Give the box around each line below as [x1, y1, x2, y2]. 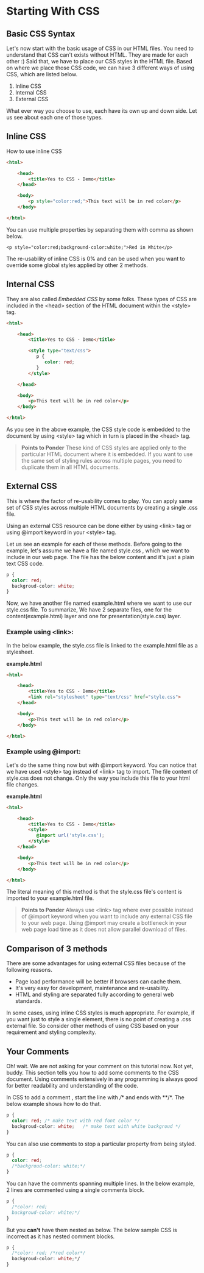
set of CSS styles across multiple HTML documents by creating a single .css [6, 504, 198, 511]
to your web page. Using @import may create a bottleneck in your [21, 919, 187, 927]
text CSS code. [6, 560, 44, 567]
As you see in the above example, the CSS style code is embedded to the [6, 426, 191, 433]
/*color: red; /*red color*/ [12, 1250, 86, 1257]
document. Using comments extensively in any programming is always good [6, 1075, 198, 1083]
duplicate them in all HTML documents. [21, 463, 120, 471]
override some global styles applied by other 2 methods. [6, 261, 148, 269]
